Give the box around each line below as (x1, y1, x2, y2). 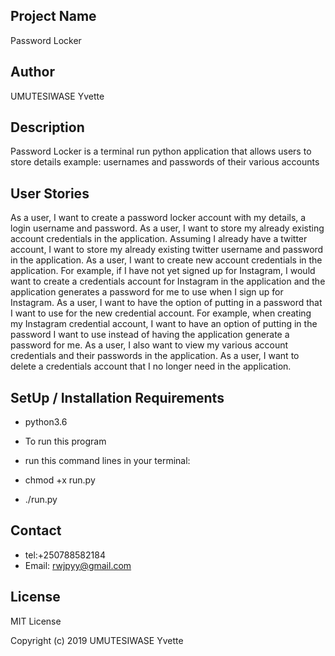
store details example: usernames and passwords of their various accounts (10, 156, 320, 168)
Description (10, 119, 85, 136)
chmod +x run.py (24, 474, 96, 486)
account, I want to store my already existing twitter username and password (10, 244, 324, 256)
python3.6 (24, 416, 68, 428)
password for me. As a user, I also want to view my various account (10, 339, 289, 351)
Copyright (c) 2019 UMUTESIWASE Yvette (10, 634, 184, 646)
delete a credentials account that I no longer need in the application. (10, 360, 292, 373)
